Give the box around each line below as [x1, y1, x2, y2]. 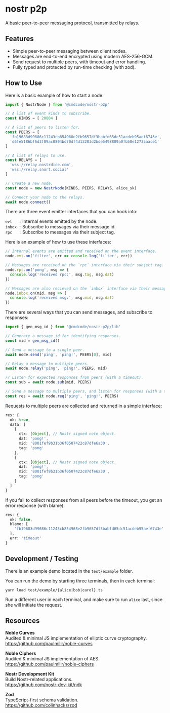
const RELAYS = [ [5, 157, 42, 163]
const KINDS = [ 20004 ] [5, 116, 58, 121]
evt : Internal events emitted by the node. [5, 218, 98, 224]
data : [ [10, 422, 26, 427]
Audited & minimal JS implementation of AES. [5, 656, 100, 662]
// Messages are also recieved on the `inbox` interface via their [5, 286, 151, 291]
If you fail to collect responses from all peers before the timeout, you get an [5, 497, 163, 503]
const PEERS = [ [5, 130, 39, 135]
